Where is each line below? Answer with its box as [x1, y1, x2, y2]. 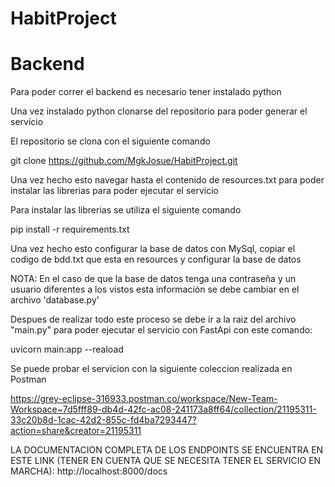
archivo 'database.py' [10, 294, 100, 306]
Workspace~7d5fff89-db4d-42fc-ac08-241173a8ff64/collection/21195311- [10, 403, 317, 416]
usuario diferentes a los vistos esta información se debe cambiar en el [10, 283, 300, 296]
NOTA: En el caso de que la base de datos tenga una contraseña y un [10, 273, 297, 285]
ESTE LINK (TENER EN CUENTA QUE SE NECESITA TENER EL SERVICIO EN [10, 455, 322, 467]
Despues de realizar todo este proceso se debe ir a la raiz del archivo [10, 313, 297, 326]
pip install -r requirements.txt [10, 223, 130, 236]
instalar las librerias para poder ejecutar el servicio [10, 185, 219, 197]
